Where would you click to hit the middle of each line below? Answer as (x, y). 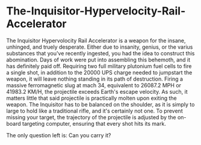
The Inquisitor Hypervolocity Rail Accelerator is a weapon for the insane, (96, 40)
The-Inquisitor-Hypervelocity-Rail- (96, 11)
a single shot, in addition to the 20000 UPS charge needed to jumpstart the (99, 72)
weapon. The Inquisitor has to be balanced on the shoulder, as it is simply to (100, 104)
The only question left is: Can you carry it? (59, 135)
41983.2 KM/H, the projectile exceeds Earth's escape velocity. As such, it (97, 91)
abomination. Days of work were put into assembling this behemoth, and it (98, 60)
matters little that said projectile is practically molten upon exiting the (91, 98)
